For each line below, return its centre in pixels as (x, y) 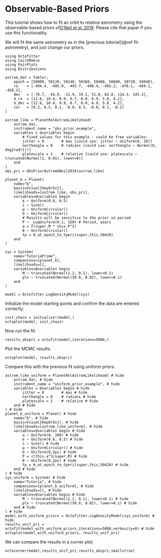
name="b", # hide (31, 418)
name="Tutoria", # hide (38, 482)
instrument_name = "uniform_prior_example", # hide (67, 384)
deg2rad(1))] (18, 150)
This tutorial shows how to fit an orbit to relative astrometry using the (74, 22)
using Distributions (26, 69)
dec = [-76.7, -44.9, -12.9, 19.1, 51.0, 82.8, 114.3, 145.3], (81, 94)
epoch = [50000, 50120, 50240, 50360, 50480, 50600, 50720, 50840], (84, 82)
